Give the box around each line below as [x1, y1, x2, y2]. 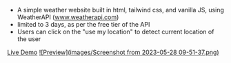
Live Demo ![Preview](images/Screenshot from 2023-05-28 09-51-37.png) [7, 48, 219, 56]
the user [17, 35, 41, 43]
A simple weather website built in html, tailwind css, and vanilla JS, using [17, 6, 224, 14]
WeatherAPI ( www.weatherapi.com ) [17, 13, 119, 21]
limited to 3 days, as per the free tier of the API [17, 21, 150, 28]
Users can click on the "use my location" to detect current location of [17, 27, 214, 36]
